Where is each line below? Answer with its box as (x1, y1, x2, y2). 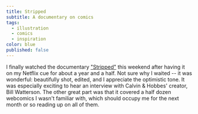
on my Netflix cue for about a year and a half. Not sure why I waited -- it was (6, 69, 192, 77)
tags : (6, 19, 20, 25)
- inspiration (11, 36, 46, 42)
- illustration (11, 25, 49, 31)
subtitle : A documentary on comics (6, 14, 94, 20)
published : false (6, 47, 49, 53)
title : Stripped (6, 8, 46, 15)
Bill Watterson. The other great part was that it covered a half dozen (6, 88, 171, 95)
